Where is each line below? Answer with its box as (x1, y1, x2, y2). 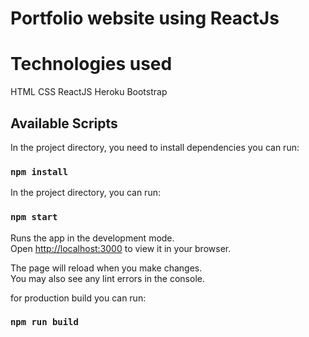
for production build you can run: (10, 292, 147, 304)
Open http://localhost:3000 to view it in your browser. (10, 242, 232, 254)
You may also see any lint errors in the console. (10, 272, 205, 284)
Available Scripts (10, 115, 118, 132)
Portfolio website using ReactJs (10, 7, 280, 30)
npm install (10, 166, 69, 177)
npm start (10, 212, 58, 223)
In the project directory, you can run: (10, 187, 161, 199)
